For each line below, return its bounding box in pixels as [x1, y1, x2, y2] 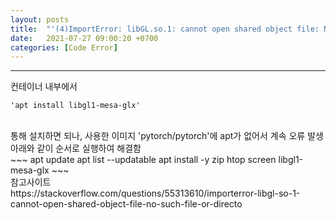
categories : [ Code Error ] [10, 42, 118, 53]
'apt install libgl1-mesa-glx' [10, 101, 141, 111]
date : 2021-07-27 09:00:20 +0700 [10, 33, 159, 43]
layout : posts [10, 14, 70, 25]
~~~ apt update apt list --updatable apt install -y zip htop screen [10, 154, 277, 166]
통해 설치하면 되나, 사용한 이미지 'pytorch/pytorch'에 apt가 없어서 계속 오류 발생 [10, 130, 324, 142]
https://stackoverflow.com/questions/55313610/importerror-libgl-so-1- [10, 187, 301, 200]
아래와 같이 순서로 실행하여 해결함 [10, 142, 142, 155]
